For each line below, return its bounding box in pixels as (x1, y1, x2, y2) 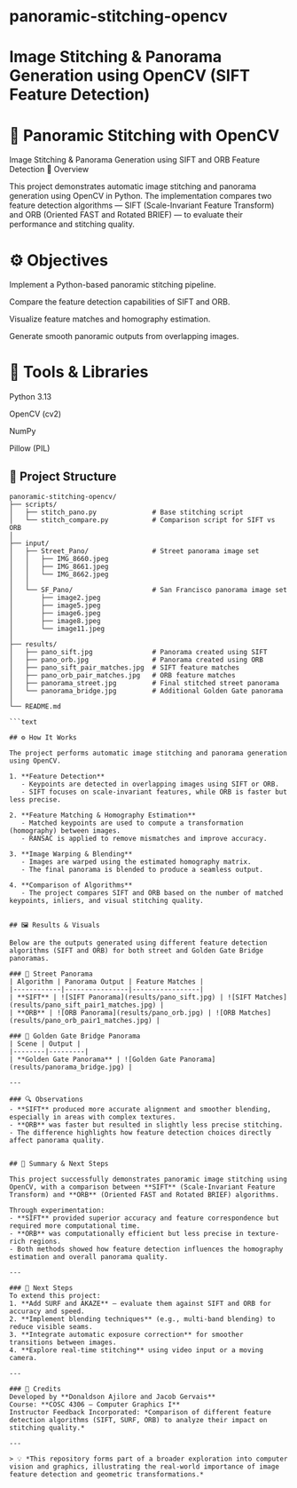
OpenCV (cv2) (9, 408, 62, 419)
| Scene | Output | (9, 1040, 82, 1049)
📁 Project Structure (9, 469, 117, 484)
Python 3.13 (9, 392, 51, 402)
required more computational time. (9, 1222, 141, 1231)
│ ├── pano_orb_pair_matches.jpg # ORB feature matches (9, 671, 237, 680)
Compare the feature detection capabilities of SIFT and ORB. (9, 297, 231, 307)
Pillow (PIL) (9, 443, 51, 454)
